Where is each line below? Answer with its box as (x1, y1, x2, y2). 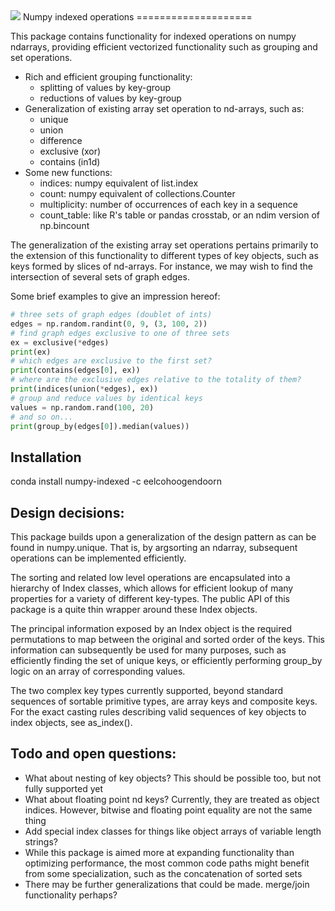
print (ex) (10, 347, 52, 357)
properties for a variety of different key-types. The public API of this (10, 593, 291, 604)
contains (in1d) (39, 156, 101, 168)
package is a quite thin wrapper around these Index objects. (10, 604, 258, 615)
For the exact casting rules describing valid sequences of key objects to (10, 706, 307, 718)
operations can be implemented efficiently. (10, 552, 187, 564)
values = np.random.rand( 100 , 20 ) (10, 402, 155, 413)
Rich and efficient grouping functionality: (24, 71, 193, 83)
